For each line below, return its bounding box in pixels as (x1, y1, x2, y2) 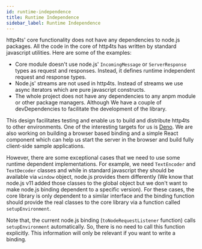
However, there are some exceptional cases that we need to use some (6, 154, 180, 161)
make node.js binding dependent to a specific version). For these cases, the (6, 186, 194, 193)
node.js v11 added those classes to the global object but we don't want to (6, 179, 188, 187)
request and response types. (14, 73, 87, 81)
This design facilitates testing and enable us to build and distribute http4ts (6, 117, 190, 124)
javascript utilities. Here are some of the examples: (6, 49, 132, 56)
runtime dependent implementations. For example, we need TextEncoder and (6, 160, 196, 168)
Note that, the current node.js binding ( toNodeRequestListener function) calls (6, 217, 196, 224)
